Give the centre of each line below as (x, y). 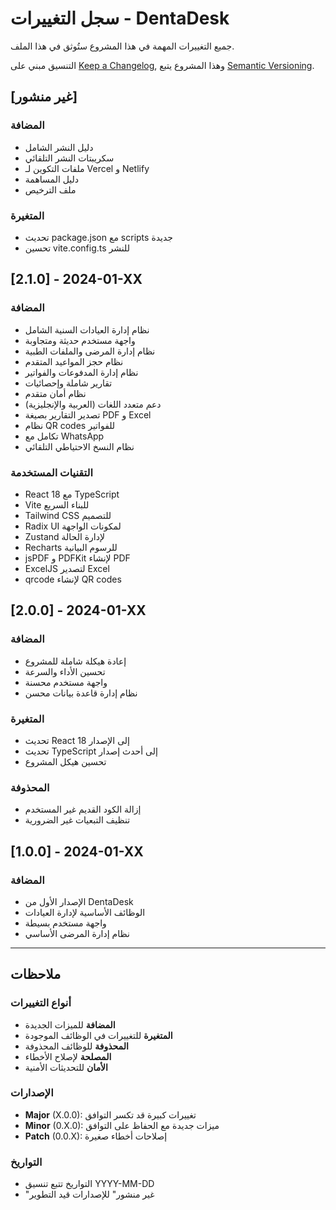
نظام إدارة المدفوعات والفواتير (81, 372)
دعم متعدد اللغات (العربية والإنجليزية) (93, 404)
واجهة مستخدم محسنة (66, 682)
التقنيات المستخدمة (52, 472)
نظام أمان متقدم (55, 393)
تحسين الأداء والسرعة (65, 671)
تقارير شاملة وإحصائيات (68, 383)
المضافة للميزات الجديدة (70, 1024)
